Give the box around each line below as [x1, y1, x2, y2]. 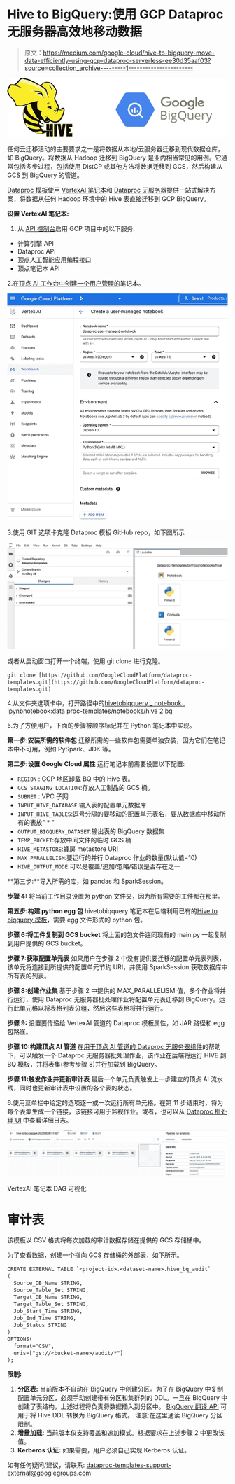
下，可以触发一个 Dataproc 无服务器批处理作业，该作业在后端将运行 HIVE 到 [7, 1051, 227, 1060]
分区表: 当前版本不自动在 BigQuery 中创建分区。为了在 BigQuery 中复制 [17, 1385, 224, 1394]
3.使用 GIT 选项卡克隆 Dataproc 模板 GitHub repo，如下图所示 [7, 528, 185, 536]
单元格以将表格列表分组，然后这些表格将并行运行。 [19, 1004, 166, 1012]
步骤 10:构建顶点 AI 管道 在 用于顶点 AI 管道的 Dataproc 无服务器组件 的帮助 [7, 1042, 222, 1050]
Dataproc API [17, 247, 56, 256]
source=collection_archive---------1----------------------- [24, 64, 194, 72]
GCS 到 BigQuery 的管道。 [7, 171, 84, 179]
